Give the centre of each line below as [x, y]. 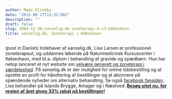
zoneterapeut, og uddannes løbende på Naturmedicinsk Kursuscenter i [80, 53]
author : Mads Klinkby [28, 10]
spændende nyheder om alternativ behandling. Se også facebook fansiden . [85, 80]
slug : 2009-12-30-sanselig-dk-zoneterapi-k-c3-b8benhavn [67, 29]
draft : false [19, 24]
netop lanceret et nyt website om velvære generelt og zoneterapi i [75, 64]
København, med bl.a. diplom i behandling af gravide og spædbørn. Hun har [85, 59]
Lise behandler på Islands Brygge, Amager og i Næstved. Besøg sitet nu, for [86, 86]
